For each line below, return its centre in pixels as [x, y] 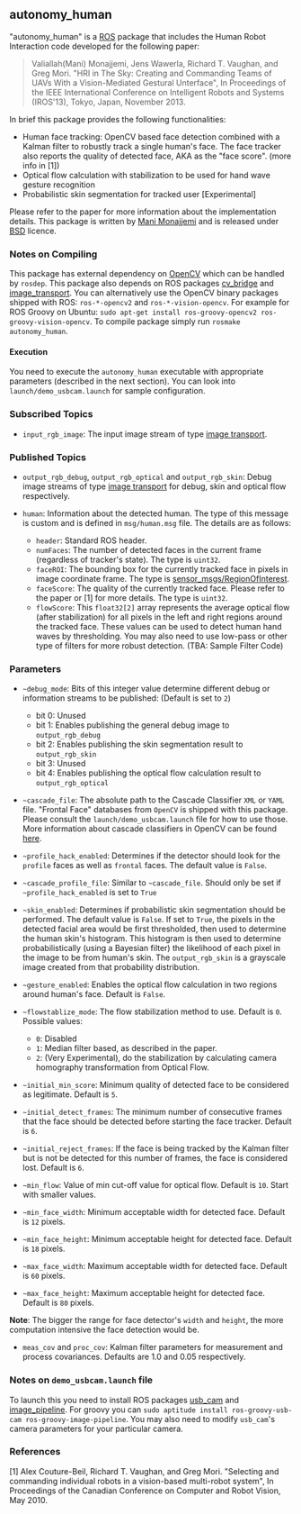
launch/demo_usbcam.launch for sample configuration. [107, 391]
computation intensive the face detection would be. [104, 1330]
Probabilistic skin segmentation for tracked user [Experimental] [139, 194]
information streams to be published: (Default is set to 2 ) [127, 698]
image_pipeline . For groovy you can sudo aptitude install [119, 1410]
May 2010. [28, 1500]
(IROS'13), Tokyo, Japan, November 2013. [108, 102]
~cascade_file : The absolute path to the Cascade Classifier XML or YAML [153, 800]
